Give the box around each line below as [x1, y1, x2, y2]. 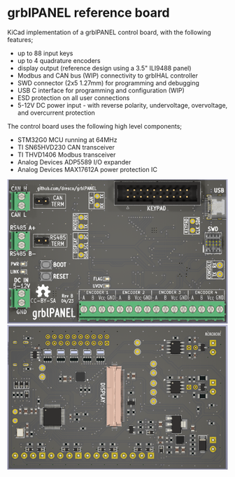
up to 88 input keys [17, 49, 73, 57]
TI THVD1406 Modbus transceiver [17, 150, 116, 159]
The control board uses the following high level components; [7, 122, 182, 130]
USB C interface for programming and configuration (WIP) [17, 86, 185, 94]
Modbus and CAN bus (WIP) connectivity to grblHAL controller [17, 71, 198, 80]
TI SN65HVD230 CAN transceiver [17, 143, 115, 151]
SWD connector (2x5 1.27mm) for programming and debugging [17, 78, 199, 87]
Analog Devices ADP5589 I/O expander [17, 157, 131, 166]
